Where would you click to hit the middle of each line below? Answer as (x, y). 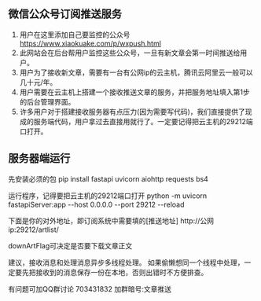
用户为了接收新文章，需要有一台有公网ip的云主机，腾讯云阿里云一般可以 (136, 72)
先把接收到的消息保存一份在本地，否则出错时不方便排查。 (115, 272)
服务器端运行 (39, 158)
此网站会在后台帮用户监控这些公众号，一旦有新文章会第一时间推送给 (130, 53)
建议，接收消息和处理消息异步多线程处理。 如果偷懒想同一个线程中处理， (126, 262)
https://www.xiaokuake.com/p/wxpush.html (90, 43)
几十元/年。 (38, 82)
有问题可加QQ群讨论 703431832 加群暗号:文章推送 (90, 288)
